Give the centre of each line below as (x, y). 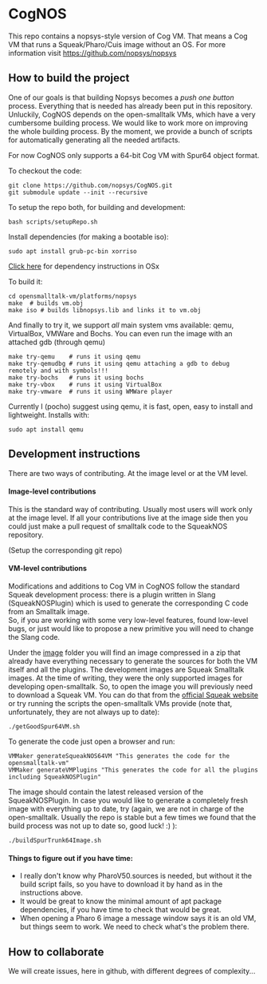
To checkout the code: (45, 171)
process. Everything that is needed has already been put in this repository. (131, 105)
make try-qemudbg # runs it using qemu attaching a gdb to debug (119, 363)
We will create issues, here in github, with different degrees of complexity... (132, 970)
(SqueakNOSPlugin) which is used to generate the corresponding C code (128, 603)
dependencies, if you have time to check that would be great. (120, 910)
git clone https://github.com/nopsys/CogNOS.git (90, 185)
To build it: (26, 281)
